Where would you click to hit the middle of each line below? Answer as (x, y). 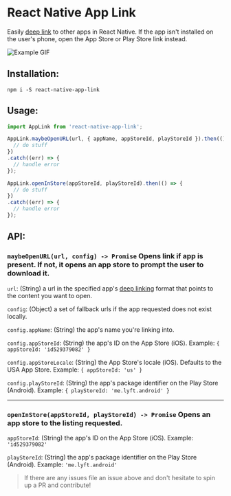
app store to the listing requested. (65, 422)
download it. (29, 273)
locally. (17, 316)
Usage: (23, 111)
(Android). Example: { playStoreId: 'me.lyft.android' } (88, 390)
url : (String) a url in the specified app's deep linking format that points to (110, 288)
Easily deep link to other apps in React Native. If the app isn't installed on (110, 32)
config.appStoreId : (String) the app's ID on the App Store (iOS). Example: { (113, 343)
